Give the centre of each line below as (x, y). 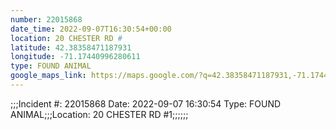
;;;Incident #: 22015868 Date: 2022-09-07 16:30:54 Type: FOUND (146, 103)
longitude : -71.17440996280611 (75, 57)
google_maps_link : (48, 76)
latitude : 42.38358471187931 (71, 47)
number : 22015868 (46, 19)
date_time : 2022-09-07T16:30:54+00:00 (91, 29)
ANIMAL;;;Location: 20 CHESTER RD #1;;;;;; (99, 114)
